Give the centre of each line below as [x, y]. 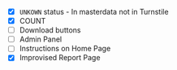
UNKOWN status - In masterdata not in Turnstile [94, 12]
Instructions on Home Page [65, 49]
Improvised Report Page [60, 58]
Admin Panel [41, 39]
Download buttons [50, 30]
